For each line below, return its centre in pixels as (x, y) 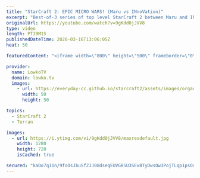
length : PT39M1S (26, 34)
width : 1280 (32, 144)
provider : (18, 66)
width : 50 (34, 94)
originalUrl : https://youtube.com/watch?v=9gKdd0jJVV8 (76, 23)
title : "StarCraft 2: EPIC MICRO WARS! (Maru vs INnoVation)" (85, 12)
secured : (17, 165)
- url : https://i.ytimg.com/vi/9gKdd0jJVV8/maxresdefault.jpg (90, 138)
